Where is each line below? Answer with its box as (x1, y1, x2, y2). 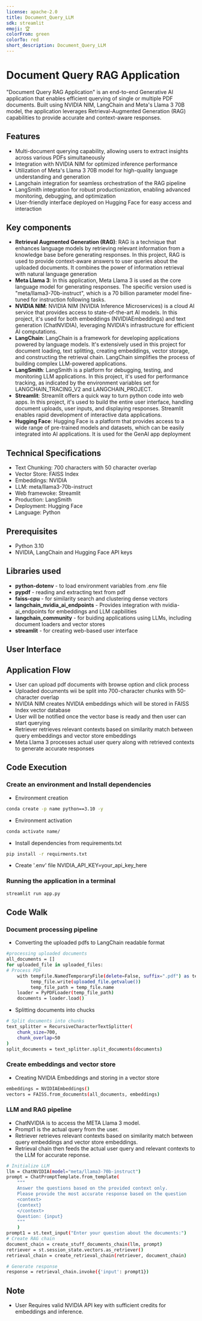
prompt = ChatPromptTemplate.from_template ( (6, 1174, 120, 1180)
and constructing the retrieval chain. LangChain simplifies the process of (14, 354, 195, 361)
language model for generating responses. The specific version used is (14, 283, 192, 290)
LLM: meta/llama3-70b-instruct (14, 483, 93, 491)
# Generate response (6, 1263, 58, 1269)
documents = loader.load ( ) (17, 996, 85, 1002)
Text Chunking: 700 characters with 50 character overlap (14, 464, 157, 471)
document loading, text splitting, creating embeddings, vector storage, (14, 347, 190, 354)
